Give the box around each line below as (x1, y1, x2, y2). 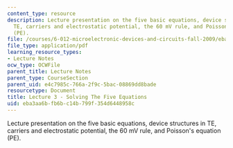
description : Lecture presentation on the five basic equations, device (7, 17, 222, 24)
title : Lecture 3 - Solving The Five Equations (7, 94, 148, 101)
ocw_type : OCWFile (7, 62, 60, 68)
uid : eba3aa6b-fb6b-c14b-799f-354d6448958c (7, 100, 135, 107)
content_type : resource (7, 10, 76, 17)
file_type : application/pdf (7, 42, 89, 49)
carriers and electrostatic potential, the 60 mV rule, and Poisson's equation (7, 126, 221, 135)
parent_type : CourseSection (7, 74, 89, 82)
